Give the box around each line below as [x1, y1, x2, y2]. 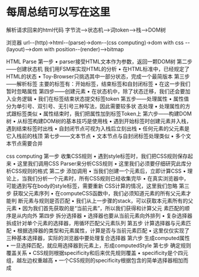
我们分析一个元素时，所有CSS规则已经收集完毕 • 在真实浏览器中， [26, 175, 189, 182]
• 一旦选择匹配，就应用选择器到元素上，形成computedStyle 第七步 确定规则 [6, 242, 191, 249]
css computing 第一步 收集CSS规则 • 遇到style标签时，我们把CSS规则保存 [6, 152, 188, 160]
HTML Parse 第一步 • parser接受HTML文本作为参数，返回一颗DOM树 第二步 [6, 58, 193, 65]
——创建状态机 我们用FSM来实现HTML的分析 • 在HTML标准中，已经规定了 [6, 65, 190, 72]
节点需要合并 [11, 139, 43, 147]
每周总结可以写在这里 [6, 5, 111, 19]
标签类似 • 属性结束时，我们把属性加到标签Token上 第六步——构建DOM [16, 110, 192, 117]
